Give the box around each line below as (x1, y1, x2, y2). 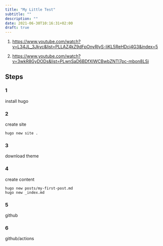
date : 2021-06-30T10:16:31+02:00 (5, 20, 73, 26)
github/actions (5, 236, 34, 242)
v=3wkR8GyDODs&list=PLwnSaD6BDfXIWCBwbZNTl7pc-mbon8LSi (12, 58, 149, 64)
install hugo (5, 98, 28, 104)
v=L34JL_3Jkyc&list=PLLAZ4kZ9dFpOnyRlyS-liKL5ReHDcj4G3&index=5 (12, 44, 158, 50)
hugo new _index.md (5, 190, 45, 195)
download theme (5, 153, 39, 159)
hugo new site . (5, 131, 38, 136)
